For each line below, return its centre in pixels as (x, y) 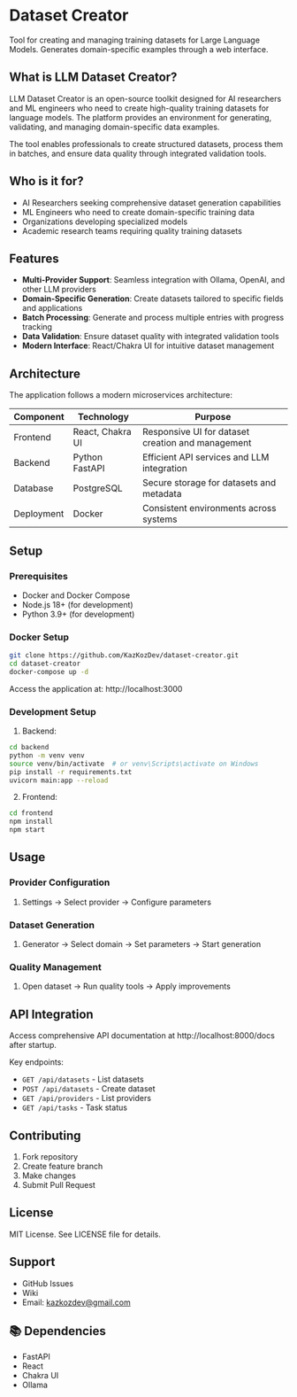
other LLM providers (59, 290)
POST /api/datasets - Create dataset (89, 1089)
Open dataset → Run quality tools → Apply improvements (126, 986)
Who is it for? (46, 181)
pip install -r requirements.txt (71, 772)
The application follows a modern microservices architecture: (121, 395)
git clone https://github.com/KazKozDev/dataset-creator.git (124, 656)
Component (39, 417)
